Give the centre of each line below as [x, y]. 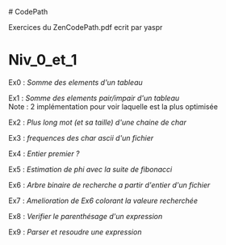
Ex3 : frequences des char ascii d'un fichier [81, 137]
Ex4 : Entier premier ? [44, 154]
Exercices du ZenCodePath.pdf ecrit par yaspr [86, 27]
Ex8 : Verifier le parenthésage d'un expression [86, 216]
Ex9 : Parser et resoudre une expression [75, 232]
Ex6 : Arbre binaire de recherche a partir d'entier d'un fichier [109, 184]
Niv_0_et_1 [43, 60]
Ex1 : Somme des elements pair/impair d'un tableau [94, 98]
